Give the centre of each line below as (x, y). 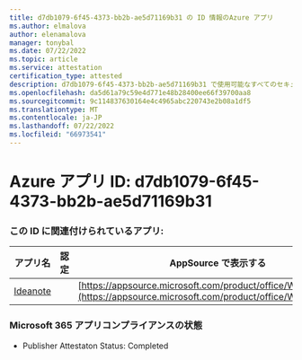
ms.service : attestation (56, 68)
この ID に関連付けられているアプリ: (87, 231)
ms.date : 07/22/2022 (48, 51)
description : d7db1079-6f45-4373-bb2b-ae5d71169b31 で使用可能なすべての (143, 84)
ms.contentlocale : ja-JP (56, 118)
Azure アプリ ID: (71, 182)
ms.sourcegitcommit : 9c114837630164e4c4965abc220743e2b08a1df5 (130, 101)
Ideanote (33, 291)
